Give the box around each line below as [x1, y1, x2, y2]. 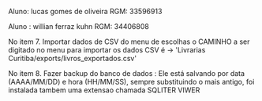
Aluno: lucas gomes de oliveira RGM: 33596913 [8, 7, 163, 16]
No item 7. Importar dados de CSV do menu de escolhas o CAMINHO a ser [8, 37, 250, 46]
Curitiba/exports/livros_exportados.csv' [8, 54, 137, 63]
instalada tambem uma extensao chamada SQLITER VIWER [8, 85, 200, 95]
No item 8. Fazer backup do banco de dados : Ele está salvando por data [8, 69, 245, 78]
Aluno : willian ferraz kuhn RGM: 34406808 [8, 22, 150, 31]
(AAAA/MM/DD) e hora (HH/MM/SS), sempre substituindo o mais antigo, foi [8, 78, 255, 86]
